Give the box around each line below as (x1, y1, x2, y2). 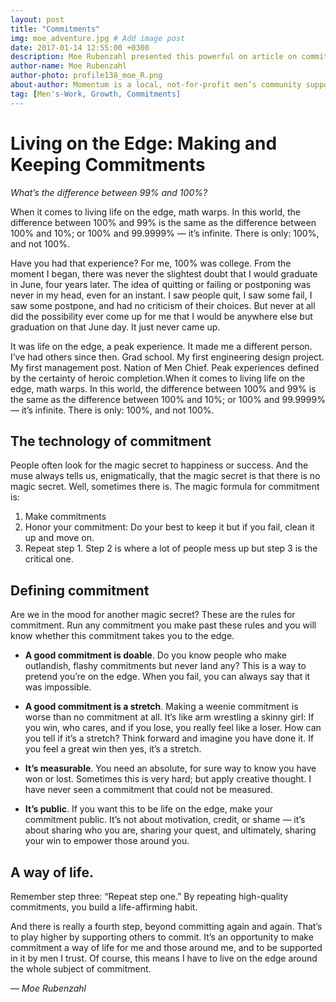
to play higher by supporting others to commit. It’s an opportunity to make (10, 931, 314, 943)
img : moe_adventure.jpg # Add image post (10, 33, 186, 43)
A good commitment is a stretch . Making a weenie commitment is (24, 701, 299, 713)
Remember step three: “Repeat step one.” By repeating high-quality (10, 891, 289, 902)
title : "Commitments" (10, 24, 101, 34)
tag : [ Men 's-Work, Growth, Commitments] (10, 89, 182, 99)
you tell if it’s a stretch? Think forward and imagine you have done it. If (24, 732, 315, 745)
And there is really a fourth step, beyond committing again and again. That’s (10, 921, 323, 932)
